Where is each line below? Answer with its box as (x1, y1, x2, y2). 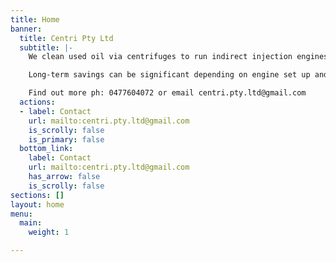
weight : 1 (28, 227, 70, 238)
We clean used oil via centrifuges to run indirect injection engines (28, 52, 329, 62)
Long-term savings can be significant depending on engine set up (28, 70, 311, 80)
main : (19, 218, 43, 228)
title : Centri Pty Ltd (19, 33, 114, 43)
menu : (10, 209, 33, 219)
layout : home (10, 199, 65, 210)
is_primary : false (28, 134, 105, 145)
